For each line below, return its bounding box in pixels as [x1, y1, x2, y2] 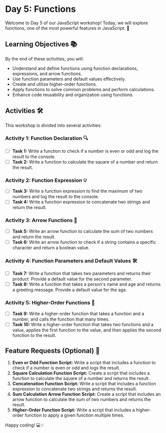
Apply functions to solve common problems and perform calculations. [12, 86, 155, 92]
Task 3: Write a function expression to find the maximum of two [12, 188, 143, 194]
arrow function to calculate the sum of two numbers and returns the [12, 396, 151, 402]
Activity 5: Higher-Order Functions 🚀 [5, 299, 95, 306]
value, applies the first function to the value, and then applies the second [12, 327, 162, 333]
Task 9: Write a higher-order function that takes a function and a [12, 311, 145, 317]
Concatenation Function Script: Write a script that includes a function [12, 380, 156, 387]
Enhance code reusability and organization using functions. [12, 92, 134, 98]
